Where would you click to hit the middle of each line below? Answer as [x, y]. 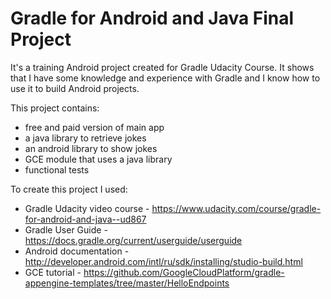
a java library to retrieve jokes [85, 138]
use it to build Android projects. [75, 88]
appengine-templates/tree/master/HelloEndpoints [127, 283]
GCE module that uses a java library [98, 159]
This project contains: [55, 108]
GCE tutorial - [53, 272]
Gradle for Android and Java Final [152, 18]
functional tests [57, 169]
